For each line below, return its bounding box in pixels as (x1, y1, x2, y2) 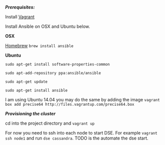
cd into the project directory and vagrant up (5, 120, 95, 126)
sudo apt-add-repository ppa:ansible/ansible (5, 71, 101, 75)
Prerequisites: (5, 4, 35, 10)
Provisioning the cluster (5, 111, 56, 116)
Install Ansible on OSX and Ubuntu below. (5, 23, 90, 29)
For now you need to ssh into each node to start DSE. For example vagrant (5, 130, 158, 136)
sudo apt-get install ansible (5, 88, 68, 93)
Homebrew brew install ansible (5, 43, 74, 49)
